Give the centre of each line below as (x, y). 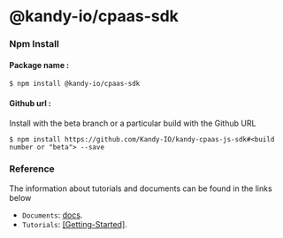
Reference (32, 169)
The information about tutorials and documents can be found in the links (141, 188)
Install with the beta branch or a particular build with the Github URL (133, 123)
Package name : (39, 65)
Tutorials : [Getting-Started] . (75, 224)
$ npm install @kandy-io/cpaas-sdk (75, 84)
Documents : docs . (52, 215)
